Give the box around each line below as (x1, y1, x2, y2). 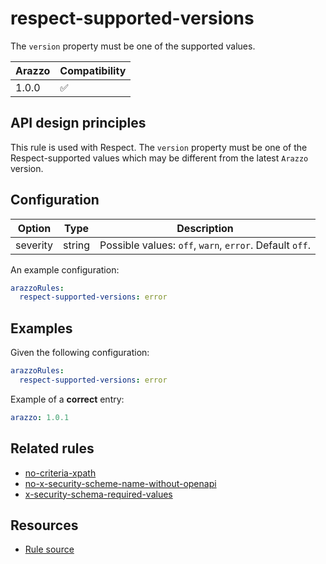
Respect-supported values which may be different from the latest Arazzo (10, 152, 309, 164)
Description (176, 221, 234, 235)
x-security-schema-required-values (24, 488, 173, 500)
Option (17, 221, 52, 235)
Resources (10, 517, 79, 534)
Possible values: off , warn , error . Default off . (99, 238, 311, 252)
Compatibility (59, 63, 127, 77)
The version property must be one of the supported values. (10, 40, 256, 52)
